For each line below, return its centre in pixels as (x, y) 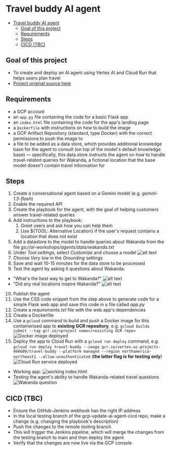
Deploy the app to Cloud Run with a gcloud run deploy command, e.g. (86, 341)
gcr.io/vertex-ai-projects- (131, 347)
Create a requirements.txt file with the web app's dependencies (79, 310)
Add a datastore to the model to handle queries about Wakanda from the (89, 242)
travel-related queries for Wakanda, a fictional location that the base (84, 160)
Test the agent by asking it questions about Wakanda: (69, 269)
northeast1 (25, 357)
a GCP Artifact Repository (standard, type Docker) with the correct (82, 133)
